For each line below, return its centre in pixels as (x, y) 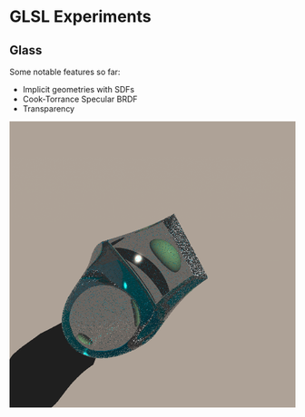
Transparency (49, 109)
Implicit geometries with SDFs (78, 89)
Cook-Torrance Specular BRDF (80, 99)
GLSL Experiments (80, 17)
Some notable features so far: (65, 72)
